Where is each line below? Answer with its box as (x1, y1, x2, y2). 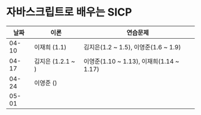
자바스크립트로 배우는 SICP (6, 5, 132, 19)
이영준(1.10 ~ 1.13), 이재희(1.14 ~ (83, 57, 179, 66)
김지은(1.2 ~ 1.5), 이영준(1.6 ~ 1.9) (83, 43, 181, 51)
